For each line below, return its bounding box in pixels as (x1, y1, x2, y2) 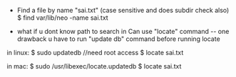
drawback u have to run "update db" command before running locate (16, 35, 220, 43)
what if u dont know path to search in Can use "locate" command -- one (16, 28, 230, 35)
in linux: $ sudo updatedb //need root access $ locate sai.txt (6, 49, 184, 57)
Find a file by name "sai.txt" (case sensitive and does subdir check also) (16, 6, 230, 14)
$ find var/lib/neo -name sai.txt (16, 13, 108, 22)
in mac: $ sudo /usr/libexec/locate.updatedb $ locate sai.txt (6, 62, 182, 70)
